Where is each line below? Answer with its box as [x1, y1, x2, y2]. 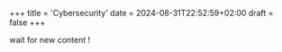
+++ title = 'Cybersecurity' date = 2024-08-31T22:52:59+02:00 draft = [9, 8, 274, 18]
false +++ [9, 17, 46, 28]
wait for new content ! [9, 35, 91, 45]
